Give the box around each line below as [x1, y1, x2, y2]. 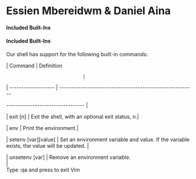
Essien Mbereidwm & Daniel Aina [6, 4, 171, 18]
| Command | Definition [6, 62, 63, 69]
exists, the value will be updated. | [6, 142, 89, 149]
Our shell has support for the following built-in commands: [6, 50, 148, 57]
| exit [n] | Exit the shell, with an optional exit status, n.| [6, 113, 139, 120]
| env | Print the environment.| [6, 124, 79, 131]
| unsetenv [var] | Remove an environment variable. [6, 154, 131, 161]
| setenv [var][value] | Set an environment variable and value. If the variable [6, 136, 190, 143]
